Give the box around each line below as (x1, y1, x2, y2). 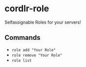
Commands (4, 33, 41, 42)
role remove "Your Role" (11, 53, 63, 58)
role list (11, 58, 32, 63)
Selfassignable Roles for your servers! (4, 19, 81, 25)
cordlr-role (4, 3, 49, 14)
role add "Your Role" (11, 47, 56, 52)
